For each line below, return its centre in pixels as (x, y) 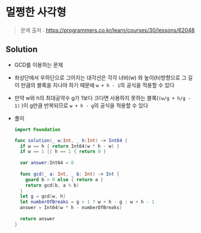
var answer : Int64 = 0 (47, 163)
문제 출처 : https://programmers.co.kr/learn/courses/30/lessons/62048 (107, 30)
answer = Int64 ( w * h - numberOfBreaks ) (71, 208)
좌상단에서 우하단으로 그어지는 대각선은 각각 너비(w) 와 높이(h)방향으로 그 (100, 77)
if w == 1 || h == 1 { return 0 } (63, 152)
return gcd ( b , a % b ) (52, 185)
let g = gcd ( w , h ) (43, 196)
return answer (37, 219)
